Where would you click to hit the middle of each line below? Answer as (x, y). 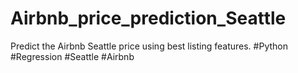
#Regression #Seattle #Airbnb (72, 56)
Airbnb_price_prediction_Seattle (148, 18)
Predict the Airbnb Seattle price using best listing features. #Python (149, 46)
